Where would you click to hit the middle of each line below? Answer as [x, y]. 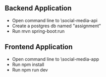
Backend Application [38, 8]
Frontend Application [39, 47]
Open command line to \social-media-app [56, 59]
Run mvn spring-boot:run [38, 31]
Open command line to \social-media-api [55, 20]
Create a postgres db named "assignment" [57, 26]
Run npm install [28, 64]
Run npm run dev [30, 69]
